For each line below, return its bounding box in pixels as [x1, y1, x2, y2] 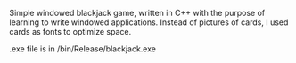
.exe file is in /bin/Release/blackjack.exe [9, 43, 156, 54]
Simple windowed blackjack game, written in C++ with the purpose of [9, 8, 266, 18]
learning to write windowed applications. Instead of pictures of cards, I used [9, 17, 289, 28]
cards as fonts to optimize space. [9, 27, 132, 36]
